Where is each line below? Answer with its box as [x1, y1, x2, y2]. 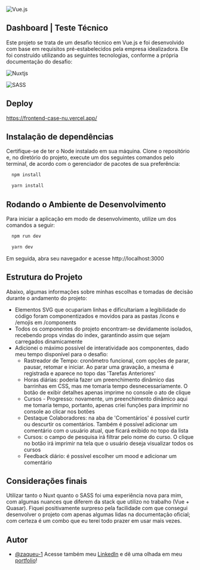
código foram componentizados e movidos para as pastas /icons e [14, 312, 180, 320]
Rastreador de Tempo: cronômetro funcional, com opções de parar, [23, 357, 190, 364]
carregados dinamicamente [14, 338, 83, 345]
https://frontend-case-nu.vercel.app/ [6, 114, 97, 122]
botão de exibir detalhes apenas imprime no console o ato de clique [23, 389, 191, 396]
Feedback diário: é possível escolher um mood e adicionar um [23, 452, 177, 459]
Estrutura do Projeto [6, 272, 83, 283]
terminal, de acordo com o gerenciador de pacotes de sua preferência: [6, 160, 180, 168]
